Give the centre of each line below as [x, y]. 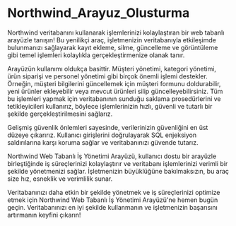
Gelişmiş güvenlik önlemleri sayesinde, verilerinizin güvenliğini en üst [108, 127]
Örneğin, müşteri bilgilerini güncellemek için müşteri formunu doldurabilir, [114, 83]
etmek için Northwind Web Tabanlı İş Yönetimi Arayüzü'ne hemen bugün [113, 200]
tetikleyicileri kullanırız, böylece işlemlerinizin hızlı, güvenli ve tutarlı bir [110, 106]
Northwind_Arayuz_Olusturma [99, 13]
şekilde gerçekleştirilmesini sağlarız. [60, 114]
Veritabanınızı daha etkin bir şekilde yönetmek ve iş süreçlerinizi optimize [114, 192]
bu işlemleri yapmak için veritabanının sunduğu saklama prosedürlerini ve [114, 99]
